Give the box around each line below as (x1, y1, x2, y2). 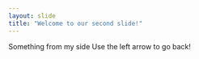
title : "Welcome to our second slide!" (8, 19, 143, 27)
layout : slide (8, 11, 57, 20)
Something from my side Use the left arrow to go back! (8, 41, 192, 51)
